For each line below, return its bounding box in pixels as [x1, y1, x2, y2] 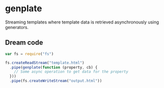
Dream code [5, 39, 43, 47]
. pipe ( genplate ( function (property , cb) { [9, 65, 98, 70]
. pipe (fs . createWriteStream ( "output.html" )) [9, 79, 102, 84]
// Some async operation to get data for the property [14, 69, 129, 74]
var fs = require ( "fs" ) [5, 51, 54, 56]
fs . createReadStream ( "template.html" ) [5, 60, 84, 65]
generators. [5, 24, 28, 30]
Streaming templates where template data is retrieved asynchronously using [5, 19, 160, 25]
